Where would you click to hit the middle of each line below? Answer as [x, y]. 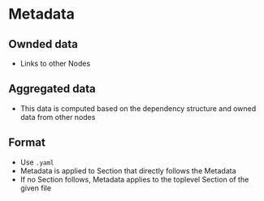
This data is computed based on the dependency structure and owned [138, 108]
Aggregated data [52, 89]
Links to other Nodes [55, 63]
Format [27, 143]
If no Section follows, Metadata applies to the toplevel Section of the [134, 179]
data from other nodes [58, 117]
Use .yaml [37, 162]
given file [35, 188]
